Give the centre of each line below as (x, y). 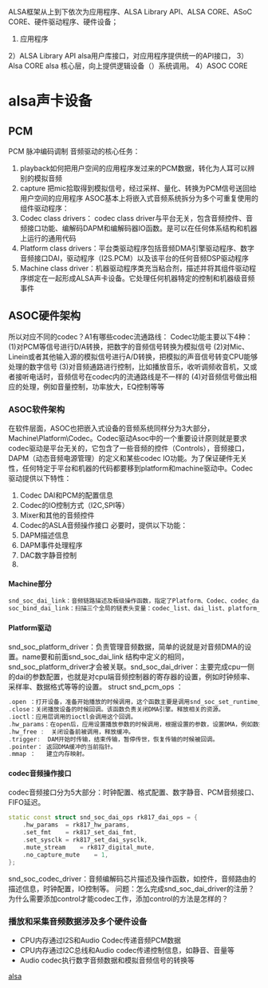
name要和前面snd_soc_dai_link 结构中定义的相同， (105, 657)
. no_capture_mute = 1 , (66, 854)
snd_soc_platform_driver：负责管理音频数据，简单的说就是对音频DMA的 (126, 647)
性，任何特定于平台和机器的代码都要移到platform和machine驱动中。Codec (131, 468)
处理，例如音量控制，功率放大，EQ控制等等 (93, 386)
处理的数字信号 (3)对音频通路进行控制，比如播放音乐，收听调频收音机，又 (129, 366)
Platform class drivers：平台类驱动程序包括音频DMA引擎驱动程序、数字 (137, 248)
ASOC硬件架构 (45, 316)
